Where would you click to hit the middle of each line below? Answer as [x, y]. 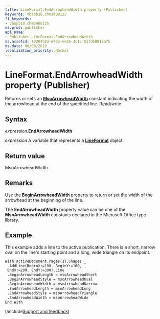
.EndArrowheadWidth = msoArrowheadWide [48, 297]
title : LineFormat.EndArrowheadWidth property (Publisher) [67, 10]
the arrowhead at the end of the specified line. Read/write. [64, 104]
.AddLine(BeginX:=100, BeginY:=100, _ [47, 266]
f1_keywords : [18, 19]
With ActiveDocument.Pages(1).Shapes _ [46, 261]
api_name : [15, 32]
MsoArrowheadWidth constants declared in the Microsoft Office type [76, 215]
